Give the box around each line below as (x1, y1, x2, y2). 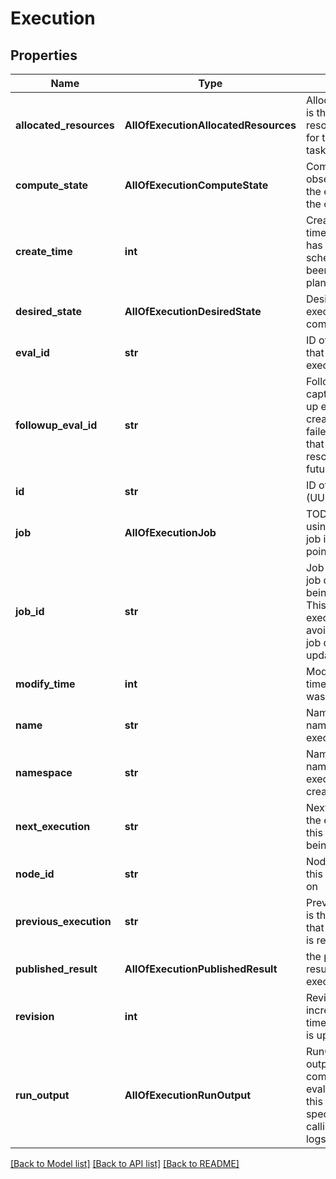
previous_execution (15, 915, 112, 928)
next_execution (15, 820, 91, 833)
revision (15, 1010, 55, 1023)
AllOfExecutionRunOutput (124, 1088, 252, 1102)
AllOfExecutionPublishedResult (124, 962, 278, 976)
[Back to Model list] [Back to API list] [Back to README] (10, 1158, 240, 1169)
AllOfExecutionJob (124, 526, 217, 539)
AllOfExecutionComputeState (124, 178, 269, 192)
